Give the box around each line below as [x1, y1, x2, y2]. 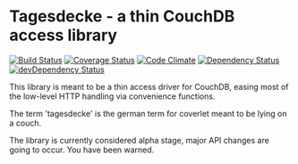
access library [9, 25, 118, 45]
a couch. [9, 118, 42, 128]
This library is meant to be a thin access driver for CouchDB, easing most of [9, 81, 289, 92]
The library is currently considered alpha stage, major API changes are [9, 135, 270, 145]
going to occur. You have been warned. [9, 144, 155, 155]
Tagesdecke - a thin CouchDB [9, 6, 235, 27]
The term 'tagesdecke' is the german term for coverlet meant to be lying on [9, 108, 287, 119]
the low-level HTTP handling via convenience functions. [9, 91, 216, 102]
